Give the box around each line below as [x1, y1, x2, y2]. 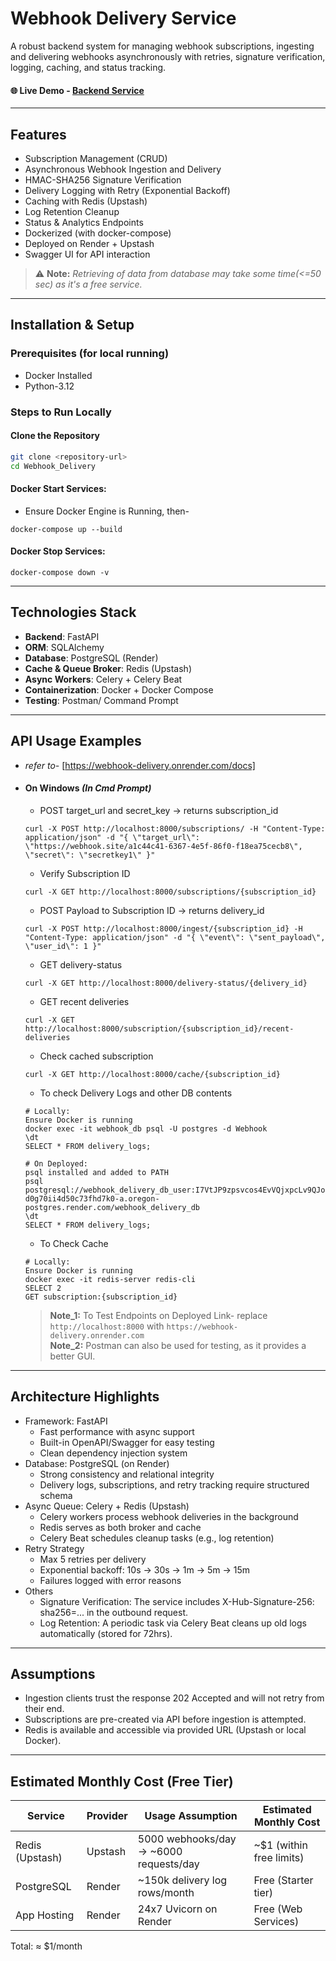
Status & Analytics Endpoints [24, 216, 144, 228]
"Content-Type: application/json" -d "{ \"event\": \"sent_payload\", [24, 932, 326, 942]
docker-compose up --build [10, 524, 123, 534]
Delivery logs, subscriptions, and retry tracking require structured [39, 1478, 310, 1491]
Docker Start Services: [10, 483, 107, 495]
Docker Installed [24, 369, 93, 381]
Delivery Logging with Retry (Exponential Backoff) [24, 184, 231, 196]
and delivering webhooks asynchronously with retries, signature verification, [10, 50, 326, 62]
